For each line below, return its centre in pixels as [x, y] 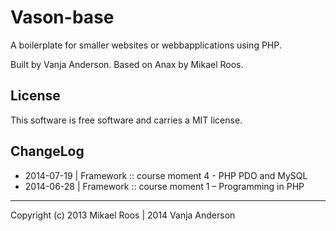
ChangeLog [47, 151]
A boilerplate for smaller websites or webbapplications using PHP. [146, 45]
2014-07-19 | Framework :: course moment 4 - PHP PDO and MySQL [166, 175]
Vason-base [62, 17]
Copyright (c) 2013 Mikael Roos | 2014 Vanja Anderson [123, 215]
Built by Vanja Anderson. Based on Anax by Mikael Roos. [127, 64]
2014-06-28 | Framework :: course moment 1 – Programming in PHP [164, 186]
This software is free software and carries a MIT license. [126, 120]
